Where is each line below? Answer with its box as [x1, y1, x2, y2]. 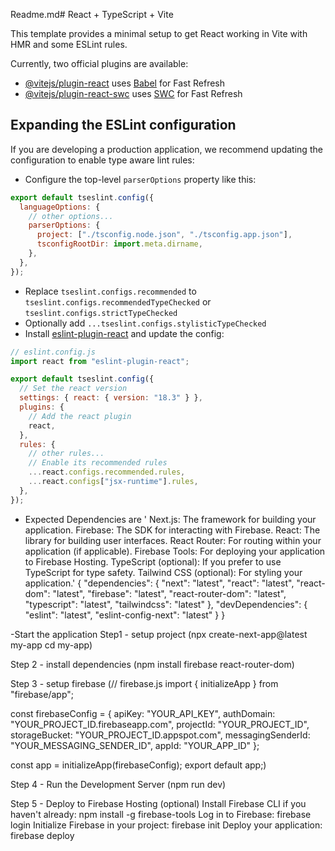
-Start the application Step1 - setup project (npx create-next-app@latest [10, 628, 308, 640]
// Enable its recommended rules [28, 458, 168, 468]
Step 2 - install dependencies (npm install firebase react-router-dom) [10, 658, 295, 670]
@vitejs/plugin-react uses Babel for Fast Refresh [24, 77, 226, 89]
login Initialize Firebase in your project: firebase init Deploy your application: [10, 819, 323, 831]
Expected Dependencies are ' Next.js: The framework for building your [24, 513, 317, 525]
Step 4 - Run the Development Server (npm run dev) [10, 778, 227, 790]
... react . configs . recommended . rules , [28, 467, 186, 478]
